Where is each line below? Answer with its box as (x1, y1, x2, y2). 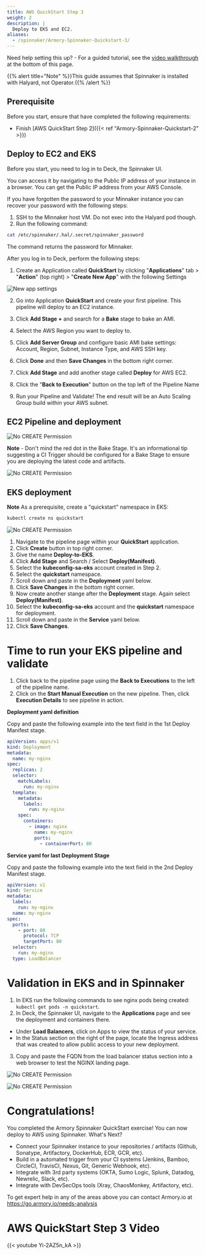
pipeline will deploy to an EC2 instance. (15, 303, 115, 310)
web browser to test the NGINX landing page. (15, 1059, 131, 1066)
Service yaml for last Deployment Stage (7, 851, 110, 859)
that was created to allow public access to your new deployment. (15, 1041, 179, 1048)
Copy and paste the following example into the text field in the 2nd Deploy (7, 864, 193, 871)
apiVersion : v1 (7, 882, 46, 888)
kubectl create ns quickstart (7, 515, 84, 522)
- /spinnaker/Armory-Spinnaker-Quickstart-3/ (12, 37, 131, 43)
